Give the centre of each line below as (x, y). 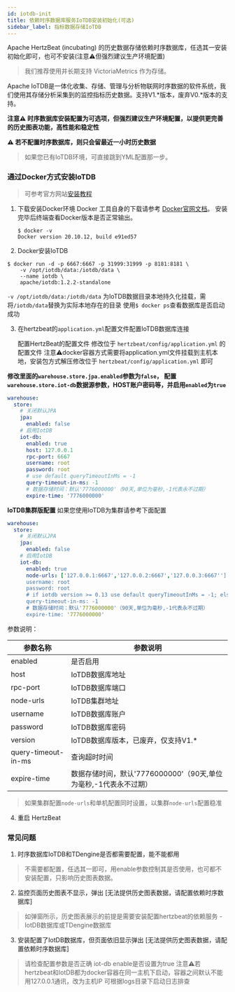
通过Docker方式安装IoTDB (52, 177)
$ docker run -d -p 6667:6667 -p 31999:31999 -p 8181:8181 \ (98, 264)
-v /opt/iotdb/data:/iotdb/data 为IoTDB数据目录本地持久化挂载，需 (107, 296)
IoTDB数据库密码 (98, 727)
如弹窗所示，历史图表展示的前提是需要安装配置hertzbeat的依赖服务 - (123, 916)
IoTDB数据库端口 (98, 688)
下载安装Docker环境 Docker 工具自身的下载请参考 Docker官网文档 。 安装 (122, 208)
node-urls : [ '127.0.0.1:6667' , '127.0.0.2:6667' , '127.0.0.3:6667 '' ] (126, 576)
